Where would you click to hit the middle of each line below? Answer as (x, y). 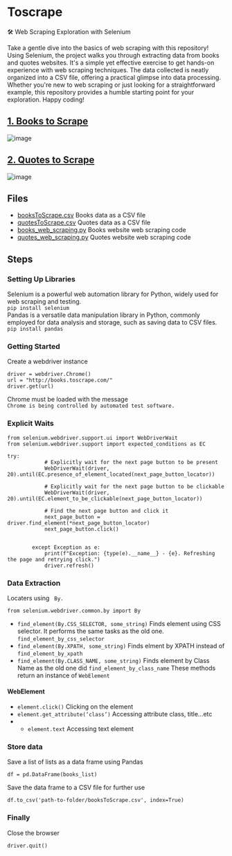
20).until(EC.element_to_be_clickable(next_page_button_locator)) (105, 499)
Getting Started (34, 346)
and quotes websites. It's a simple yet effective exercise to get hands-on (111, 63)
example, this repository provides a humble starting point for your (101, 92)
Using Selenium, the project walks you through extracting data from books (113, 55)
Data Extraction (34, 583)
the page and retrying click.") (54, 559)
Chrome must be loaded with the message (68, 400)
